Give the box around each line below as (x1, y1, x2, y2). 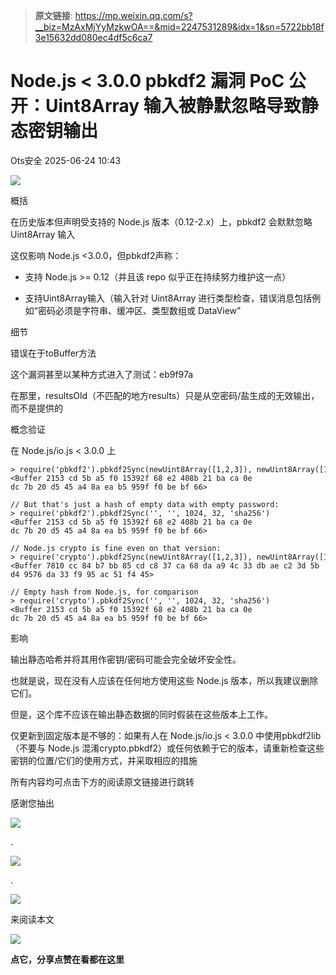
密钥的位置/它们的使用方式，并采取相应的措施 (10, 754, 198, 766)
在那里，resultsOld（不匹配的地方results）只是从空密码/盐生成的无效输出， (10, 389, 320, 401)
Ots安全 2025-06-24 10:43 (10, 154, 122, 166)
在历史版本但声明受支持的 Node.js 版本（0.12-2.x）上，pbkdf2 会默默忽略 (10, 215, 313, 228)
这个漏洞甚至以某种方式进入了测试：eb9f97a (10, 368, 194, 380)
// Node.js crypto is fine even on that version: (10, 543, 222, 553)
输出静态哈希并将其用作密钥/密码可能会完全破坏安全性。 (10, 653, 242, 665)
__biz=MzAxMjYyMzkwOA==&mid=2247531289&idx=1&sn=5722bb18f (34, 21, 325, 33)
